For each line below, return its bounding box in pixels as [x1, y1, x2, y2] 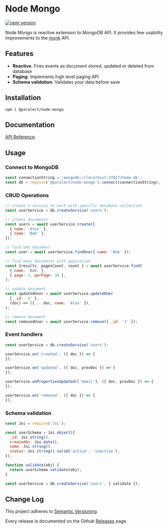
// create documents [5, 217, 49, 222]
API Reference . [5, 134, 36, 140]
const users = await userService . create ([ [5, 221, 95, 227]
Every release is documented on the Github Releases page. [5, 518, 128, 524]
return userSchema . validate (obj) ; [10, 467, 82, 472]
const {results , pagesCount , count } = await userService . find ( [5, 263, 142, 268]
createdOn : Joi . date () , [10, 439, 59, 444]
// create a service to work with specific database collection [5, 203, 142, 208]
